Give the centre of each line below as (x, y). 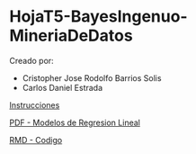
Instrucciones (35, 104)
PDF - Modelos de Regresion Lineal (75, 122)
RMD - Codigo (36, 140)
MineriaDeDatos (71, 36)
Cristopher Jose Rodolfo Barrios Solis (92, 77)
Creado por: (31, 60)
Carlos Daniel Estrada (62, 87)
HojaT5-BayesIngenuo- (98, 17)
